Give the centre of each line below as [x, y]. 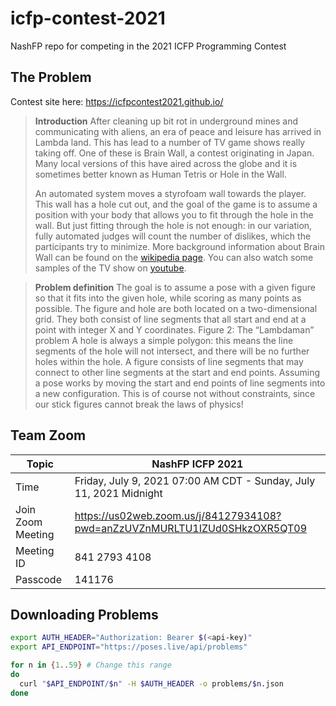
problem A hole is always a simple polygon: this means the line [164, 340]
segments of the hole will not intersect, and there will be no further [172, 351]
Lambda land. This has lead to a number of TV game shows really [170, 142]
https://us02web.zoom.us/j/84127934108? [178, 515]
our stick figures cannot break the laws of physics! [139, 404]
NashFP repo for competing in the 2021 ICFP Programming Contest [148, 46]
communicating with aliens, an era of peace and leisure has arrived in [178, 131]
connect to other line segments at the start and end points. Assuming [177, 372]
